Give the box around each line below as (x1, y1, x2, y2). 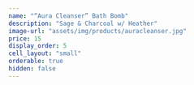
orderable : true (8, 57, 63, 66)
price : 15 (8, 34, 42, 43)
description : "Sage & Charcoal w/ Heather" (8, 19, 158, 28)
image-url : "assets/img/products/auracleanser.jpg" (8, 27, 187, 35)
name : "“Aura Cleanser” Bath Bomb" (8, 11, 129, 20)
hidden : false (8, 65, 57, 73)
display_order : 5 (8, 42, 67, 50)
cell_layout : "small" (8, 49, 82, 57)
